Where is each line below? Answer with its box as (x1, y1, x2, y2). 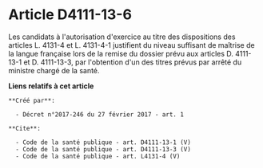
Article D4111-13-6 (8, 6, 132, 24)
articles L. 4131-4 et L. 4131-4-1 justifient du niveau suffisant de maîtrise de (8, 40, 255, 49)
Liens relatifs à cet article (8, 81, 94, 91)
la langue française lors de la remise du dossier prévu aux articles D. (8, 49, 234, 58)
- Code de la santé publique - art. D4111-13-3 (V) (15, 145, 192, 153)
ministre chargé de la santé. (8, 65, 100, 75)
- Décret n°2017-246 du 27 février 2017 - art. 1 (15, 110, 184, 119)
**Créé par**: (8, 96, 56, 104)
